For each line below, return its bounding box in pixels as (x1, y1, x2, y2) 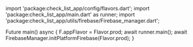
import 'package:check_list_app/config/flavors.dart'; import (5, 5, 150, 12)
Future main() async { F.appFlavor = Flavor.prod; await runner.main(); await (5, 28, 188, 35)
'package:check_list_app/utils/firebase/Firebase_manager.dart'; (5, 17, 160, 24)
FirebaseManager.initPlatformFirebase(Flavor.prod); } (5, 35, 135, 41)
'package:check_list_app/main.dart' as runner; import (5, 11, 135, 18)
